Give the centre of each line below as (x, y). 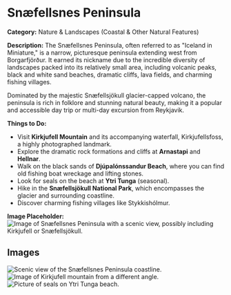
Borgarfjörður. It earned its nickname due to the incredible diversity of (106, 59)
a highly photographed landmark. (64, 144)
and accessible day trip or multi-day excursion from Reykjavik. (96, 110)
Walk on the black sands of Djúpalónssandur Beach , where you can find (121, 166)
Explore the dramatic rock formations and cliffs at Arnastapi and (109, 151)
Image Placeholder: (36, 216)
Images (23, 253)
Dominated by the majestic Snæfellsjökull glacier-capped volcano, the (107, 95)
